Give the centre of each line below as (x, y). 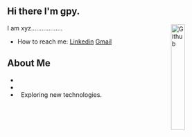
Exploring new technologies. (61, 94)
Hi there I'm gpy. (44, 11)
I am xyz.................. (35, 28)
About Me (29, 63)
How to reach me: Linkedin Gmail (64, 42)
